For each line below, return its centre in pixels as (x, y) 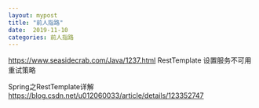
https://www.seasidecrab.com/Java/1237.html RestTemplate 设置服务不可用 (130, 60)
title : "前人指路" (36, 23)
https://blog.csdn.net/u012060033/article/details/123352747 (106, 95)
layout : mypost (33, 15)
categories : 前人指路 (41, 37)
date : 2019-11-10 (38, 30)
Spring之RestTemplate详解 (51, 87)
